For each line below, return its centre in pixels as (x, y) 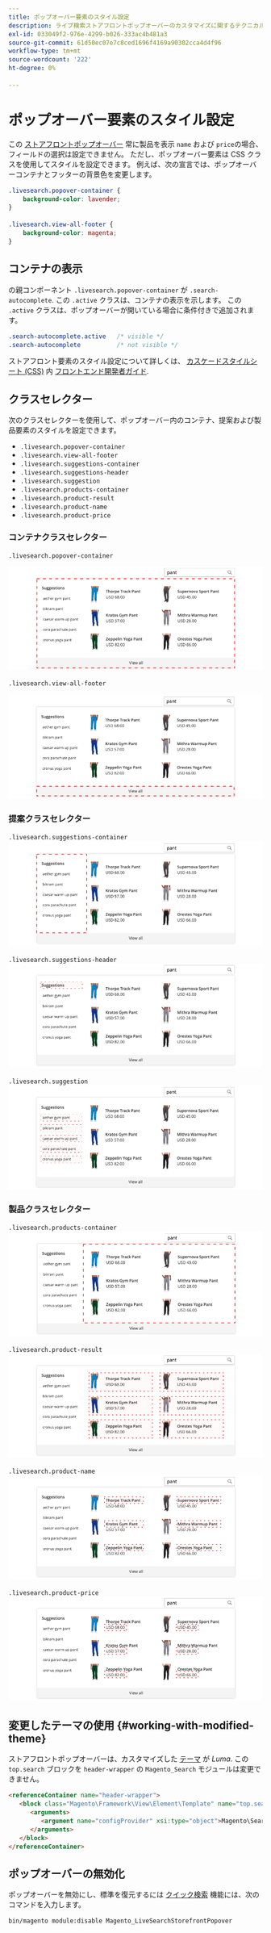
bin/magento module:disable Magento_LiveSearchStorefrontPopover (120, 1921)
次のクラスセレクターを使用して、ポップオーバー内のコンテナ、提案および (131, 420)
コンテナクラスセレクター (58, 538)
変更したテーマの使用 (61, 1726)
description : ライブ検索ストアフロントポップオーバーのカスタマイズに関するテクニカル (137, 25)
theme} (27, 1739)
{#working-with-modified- (185, 1726)
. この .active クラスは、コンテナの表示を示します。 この (146, 299)
